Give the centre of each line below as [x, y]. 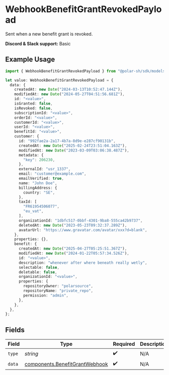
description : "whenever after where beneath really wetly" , [83, 263]
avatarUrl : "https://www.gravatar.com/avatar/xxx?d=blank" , [83, 230]
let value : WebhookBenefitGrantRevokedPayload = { [59, 80]
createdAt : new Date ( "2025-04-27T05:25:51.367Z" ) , [73, 249]
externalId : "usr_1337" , [45, 169]
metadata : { [31, 155]
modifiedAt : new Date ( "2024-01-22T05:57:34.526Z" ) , [74, 253]
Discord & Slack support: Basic [38, 43]
